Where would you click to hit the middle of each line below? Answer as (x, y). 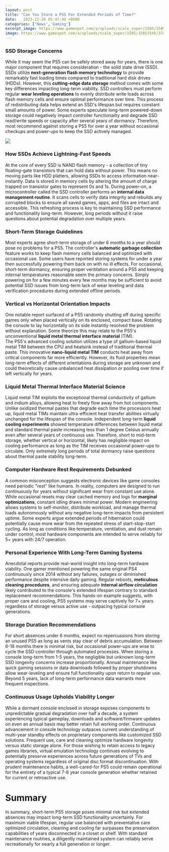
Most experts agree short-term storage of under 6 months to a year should (83, 242)
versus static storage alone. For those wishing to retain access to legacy (80, 745)
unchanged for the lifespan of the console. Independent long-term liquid (80, 419)
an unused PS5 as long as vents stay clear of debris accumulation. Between (84, 641)
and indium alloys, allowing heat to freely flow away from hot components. (82, 403)
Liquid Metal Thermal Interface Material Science (65, 387)
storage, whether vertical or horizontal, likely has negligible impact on (77, 440)
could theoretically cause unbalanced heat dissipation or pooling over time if (84, 368)
